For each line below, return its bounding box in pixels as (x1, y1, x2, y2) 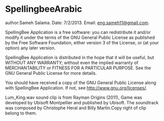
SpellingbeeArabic (5, 3, 82, 15)
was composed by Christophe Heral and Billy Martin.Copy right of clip (5, 105, 146, 111)
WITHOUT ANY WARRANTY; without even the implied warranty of (5, 60, 138, 65)
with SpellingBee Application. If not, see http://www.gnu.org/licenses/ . (5, 85, 147, 91)
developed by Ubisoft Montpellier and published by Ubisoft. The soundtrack (5, 99, 159, 105)
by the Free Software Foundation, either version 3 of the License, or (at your (5, 39, 159, 45)
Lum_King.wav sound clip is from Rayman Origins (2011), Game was (5, 94, 142, 100)
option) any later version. (5, 45, 55, 51)
